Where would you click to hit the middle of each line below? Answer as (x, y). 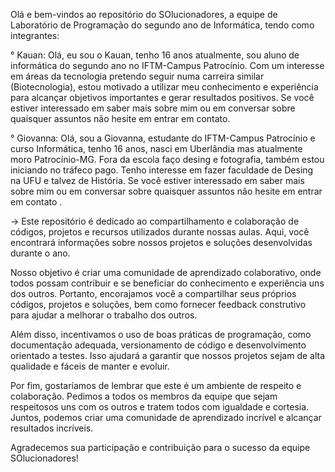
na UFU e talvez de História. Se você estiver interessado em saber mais (157, 180)
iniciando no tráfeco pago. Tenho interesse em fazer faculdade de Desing (162, 170)
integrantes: (35, 35)
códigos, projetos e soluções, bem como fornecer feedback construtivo (158, 304)
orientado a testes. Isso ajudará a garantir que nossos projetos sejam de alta (168, 355)
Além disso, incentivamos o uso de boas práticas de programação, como (161, 334)
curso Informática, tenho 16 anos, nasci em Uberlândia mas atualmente (156, 148)
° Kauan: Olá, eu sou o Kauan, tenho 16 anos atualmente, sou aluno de (155, 55)
